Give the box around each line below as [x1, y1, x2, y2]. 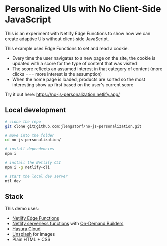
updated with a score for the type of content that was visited [12, 60, 137, 66]
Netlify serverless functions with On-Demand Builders [12, 221, 124, 227]
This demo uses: [5, 206, 39, 212]
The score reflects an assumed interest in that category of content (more [12, 66, 163, 72]
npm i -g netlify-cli [5, 165, 50, 170]
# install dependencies [5, 146, 55, 152]
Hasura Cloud [12, 226, 41, 232]
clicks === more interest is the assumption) [12, 71, 102, 77]
